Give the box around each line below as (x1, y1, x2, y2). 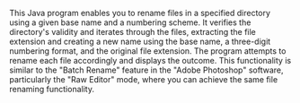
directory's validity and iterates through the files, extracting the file (9, 27, 256, 37)
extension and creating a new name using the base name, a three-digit (9, 36, 271, 47)
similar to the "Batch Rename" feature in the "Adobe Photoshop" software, (9, 64, 284, 75)
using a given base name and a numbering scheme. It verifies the (9, 17, 251, 28)
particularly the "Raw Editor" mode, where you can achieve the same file (9, 74, 278, 84)
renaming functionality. (9, 84, 94, 94)
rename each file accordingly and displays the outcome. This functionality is (9, 56, 292, 65)
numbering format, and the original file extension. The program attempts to (9, 46, 287, 56)
